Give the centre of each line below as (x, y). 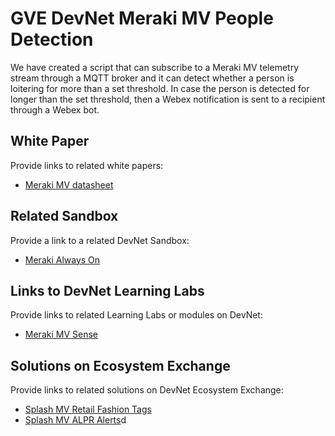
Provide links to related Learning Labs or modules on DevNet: (136, 315)
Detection (52, 39)
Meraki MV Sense (61, 334)
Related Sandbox (64, 216)
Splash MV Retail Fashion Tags (88, 409)
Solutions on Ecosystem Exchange (120, 365)
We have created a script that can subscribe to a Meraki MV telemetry (155, 67)
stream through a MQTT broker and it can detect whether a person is (152, 78)
